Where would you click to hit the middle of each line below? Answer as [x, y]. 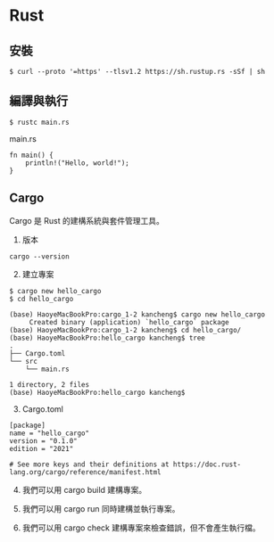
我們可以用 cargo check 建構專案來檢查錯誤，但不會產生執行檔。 [141, 528]
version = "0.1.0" [43, 441]
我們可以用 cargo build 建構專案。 [84, 489]
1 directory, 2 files [50, 384]
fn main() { [31, 155]
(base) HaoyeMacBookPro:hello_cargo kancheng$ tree [107, 338]
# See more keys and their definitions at [89, 464]
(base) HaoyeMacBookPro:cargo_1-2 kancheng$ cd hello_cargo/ [125, 330]
